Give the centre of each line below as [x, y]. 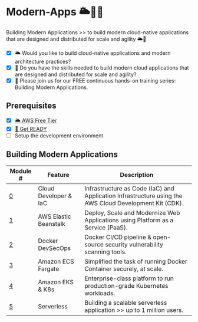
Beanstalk [52, 224]
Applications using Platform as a [129, 220]
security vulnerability [134, 244]
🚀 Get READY [31, 129]
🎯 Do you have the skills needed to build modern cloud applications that [102, 68]
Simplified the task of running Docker [136, 261]
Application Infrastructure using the [133, 196]
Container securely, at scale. [124, 268]
